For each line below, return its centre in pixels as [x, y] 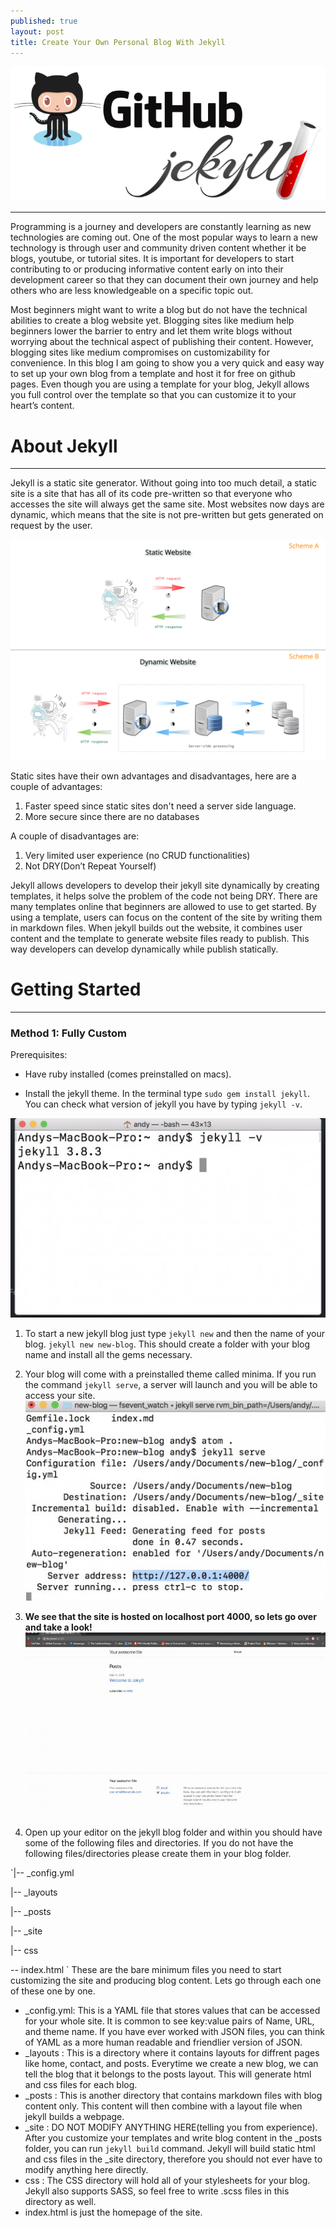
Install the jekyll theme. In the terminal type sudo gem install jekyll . [167, 1093]
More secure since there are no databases [112, 816]
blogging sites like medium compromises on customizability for [140, 352]
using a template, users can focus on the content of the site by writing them [166, 917]
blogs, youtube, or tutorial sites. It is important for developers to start [152, 259]
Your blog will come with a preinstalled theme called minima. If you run [170, 1374]
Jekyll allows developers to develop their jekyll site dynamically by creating [165, 885]
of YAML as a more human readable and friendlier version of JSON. [163, 2042]
